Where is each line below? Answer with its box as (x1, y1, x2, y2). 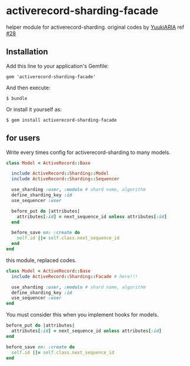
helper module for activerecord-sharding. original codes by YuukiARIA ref (6, 23, 184, 31)
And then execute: (6, 84, 51, 91)
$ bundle (6, 95, 28, 101)
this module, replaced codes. (6, 257, 76, 264)
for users (6, 133, 40, 143)
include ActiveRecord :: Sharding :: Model (11, 170, 109, 177)
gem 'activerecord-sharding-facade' (6, 73, 96, 80)
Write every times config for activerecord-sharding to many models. (6, 149, 171, 156)
